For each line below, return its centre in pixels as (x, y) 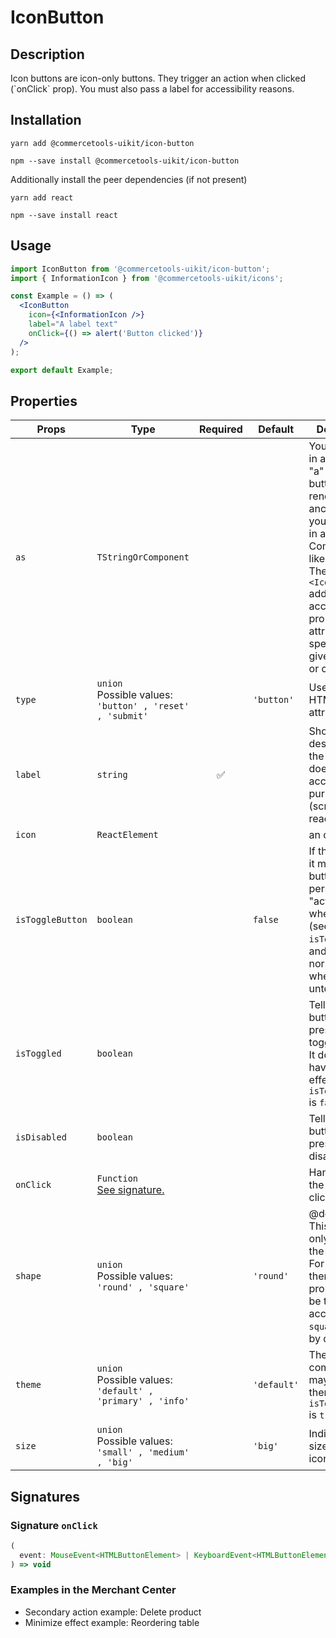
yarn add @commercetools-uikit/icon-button (102, 143)
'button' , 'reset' (143, 706)
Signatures (45, 1496)
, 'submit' (122, 716)
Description (47, 54)
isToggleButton (51, 920)
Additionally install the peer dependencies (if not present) (129, 179)
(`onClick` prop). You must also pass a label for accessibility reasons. (152, 89)
